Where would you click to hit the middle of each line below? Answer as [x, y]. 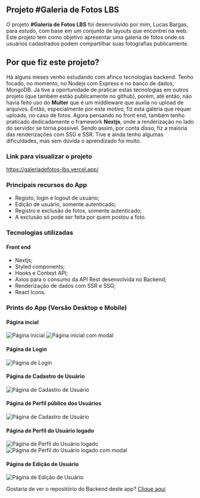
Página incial [22, 322]
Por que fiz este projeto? [53, 62]
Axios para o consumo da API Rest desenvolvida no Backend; [91, 279]
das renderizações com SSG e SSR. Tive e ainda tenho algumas [85, 134]
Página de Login [27, 349]
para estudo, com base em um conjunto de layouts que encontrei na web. [97, 31]
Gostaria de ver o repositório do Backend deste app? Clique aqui [86, 489]
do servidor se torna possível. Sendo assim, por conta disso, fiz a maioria [97, 128]
